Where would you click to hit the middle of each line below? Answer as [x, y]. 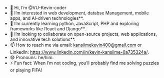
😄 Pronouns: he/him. [32, 57]
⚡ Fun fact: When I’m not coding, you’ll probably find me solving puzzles [84, 63]
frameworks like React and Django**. [48, 29]
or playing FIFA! [26, 70]
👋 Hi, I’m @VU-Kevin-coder [38, 8]
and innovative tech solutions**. [43, 39]
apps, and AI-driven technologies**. [47, 18]
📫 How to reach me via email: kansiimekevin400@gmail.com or [76, 45]
